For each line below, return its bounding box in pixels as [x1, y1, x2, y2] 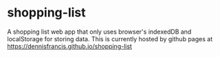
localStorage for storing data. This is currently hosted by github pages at [7, 34, 213, 43]
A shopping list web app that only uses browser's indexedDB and [7, 27, 192, 36]
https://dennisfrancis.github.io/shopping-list [7, 42, 133, 50]
